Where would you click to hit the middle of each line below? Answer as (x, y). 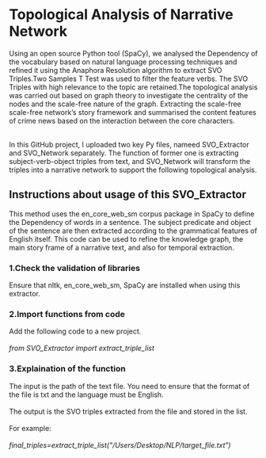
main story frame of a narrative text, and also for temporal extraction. (122, 247)
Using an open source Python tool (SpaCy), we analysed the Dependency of (133, 53)
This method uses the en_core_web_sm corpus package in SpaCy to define (132, 214)
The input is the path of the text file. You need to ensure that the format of (129, 386)
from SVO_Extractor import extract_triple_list (82, 348)
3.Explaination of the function (67, 368)
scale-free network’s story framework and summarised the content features (133, 112)
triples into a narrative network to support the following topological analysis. (133, 170)
